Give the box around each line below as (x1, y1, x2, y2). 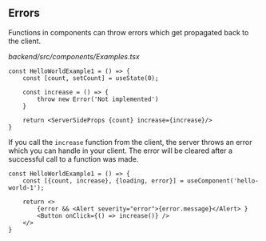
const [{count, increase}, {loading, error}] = (22, 176, 184, 185)
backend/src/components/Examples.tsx (8, 51, 140, 61)
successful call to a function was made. (8, 154, 139, 163)
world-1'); (8, 183, 45, 191)
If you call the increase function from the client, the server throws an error (8, 137, 253, 147)
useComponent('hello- (186, 176, 260, 185)
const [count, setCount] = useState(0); (22, 74, 159, 82)
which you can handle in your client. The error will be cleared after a (8, 146, 233, 155)
